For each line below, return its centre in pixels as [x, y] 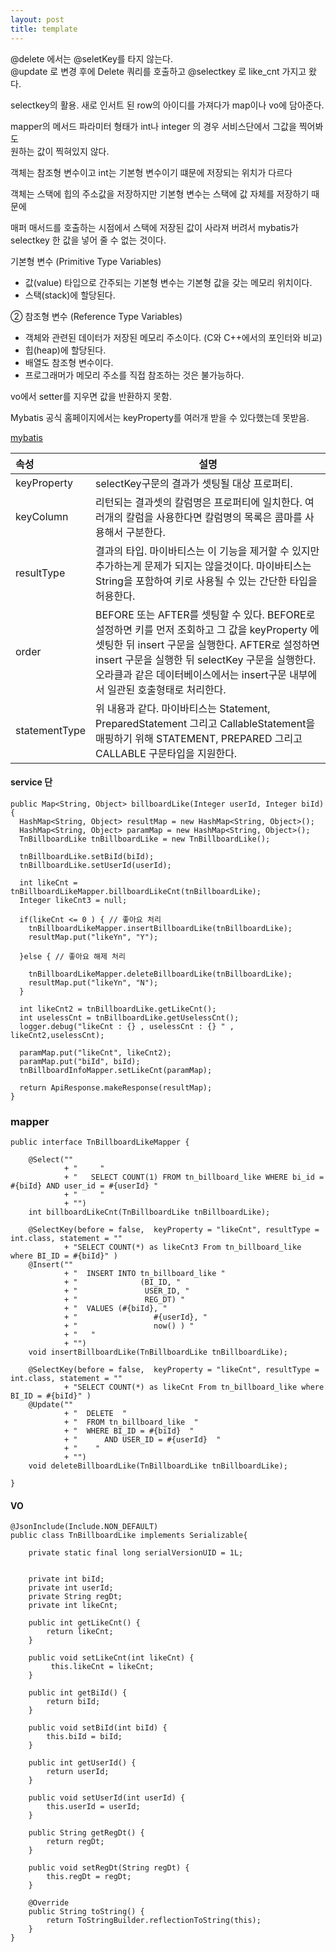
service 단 [31, 782]
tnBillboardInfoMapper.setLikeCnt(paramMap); [116, 1070]
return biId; [73, 1702]
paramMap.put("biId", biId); [80, 1061]
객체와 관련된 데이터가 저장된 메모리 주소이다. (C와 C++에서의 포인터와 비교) [173, 337]
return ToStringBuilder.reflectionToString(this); [154, 1921]
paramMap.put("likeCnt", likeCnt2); [95, 1052]
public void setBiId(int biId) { [98, 1728]
